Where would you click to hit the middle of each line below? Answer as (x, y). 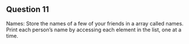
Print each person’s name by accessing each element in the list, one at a (94, 30)
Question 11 (28, 10)
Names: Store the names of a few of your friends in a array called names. (95, 23)
